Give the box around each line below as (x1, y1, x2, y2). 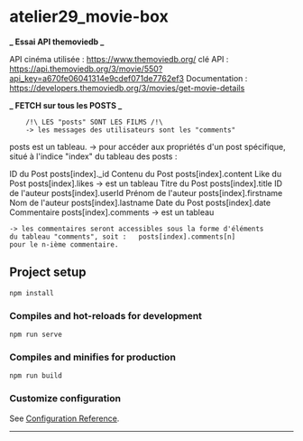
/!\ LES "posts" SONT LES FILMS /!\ (25, 117, 164, 127)
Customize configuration (9, 392, 122, 405)
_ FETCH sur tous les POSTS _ (9, 99, 123, 110)
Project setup (9, 265, 87, 280)
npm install (9, 288, 54, 297)
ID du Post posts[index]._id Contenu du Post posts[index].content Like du (9, 168, 282, 179)
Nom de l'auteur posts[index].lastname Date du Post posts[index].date (9, 197, 271, 208)
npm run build (9, 371, 63, 380)
